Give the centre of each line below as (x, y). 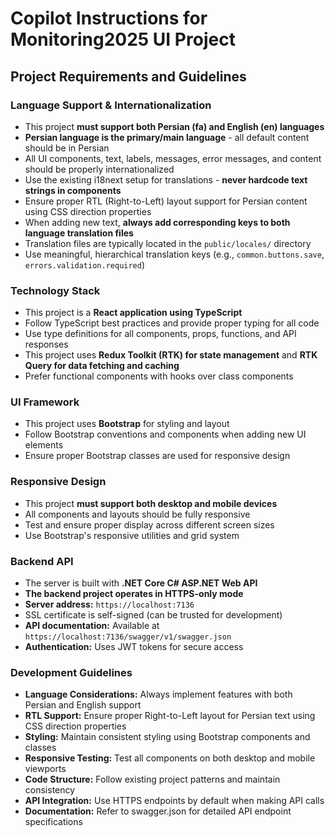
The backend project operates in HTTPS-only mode (134, 594)
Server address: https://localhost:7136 (109, 604)
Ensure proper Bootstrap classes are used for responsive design (157, 456)
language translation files (79, 233)
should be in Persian (67, 148)
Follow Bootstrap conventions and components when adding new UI (165, 434)
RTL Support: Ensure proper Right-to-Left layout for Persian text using (170, 716)
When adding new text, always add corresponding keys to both (157, 222)
